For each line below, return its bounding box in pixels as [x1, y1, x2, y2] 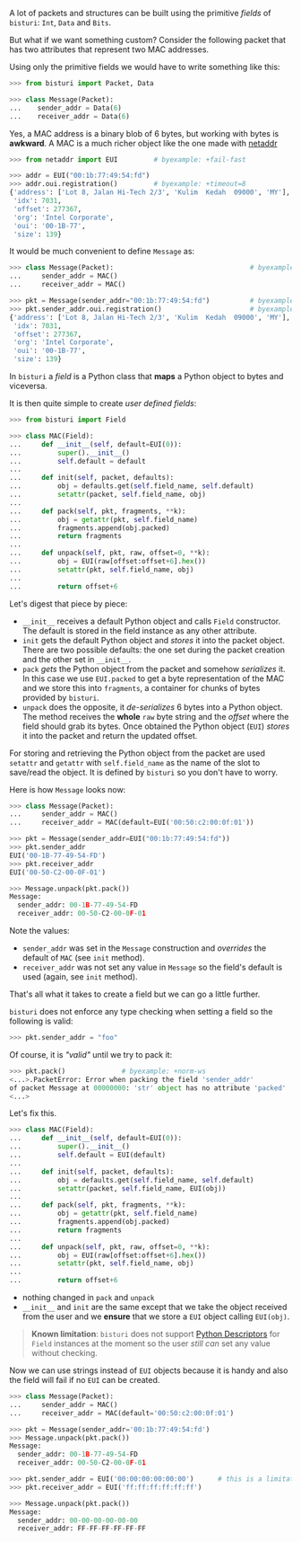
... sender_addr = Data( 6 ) [9, 103, 123, 112]
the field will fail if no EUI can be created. [9, 1375, 160, 1385]
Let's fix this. [9, 1108, 57, 1119]
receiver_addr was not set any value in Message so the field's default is [21, 962, 283, 972]
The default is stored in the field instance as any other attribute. [21, 625, 257, 636]
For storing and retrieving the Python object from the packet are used [9, 748, 266, 758]
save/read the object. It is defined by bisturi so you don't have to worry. [9, 767, 279, 777]
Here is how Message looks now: [9, 784, 126, 794]
